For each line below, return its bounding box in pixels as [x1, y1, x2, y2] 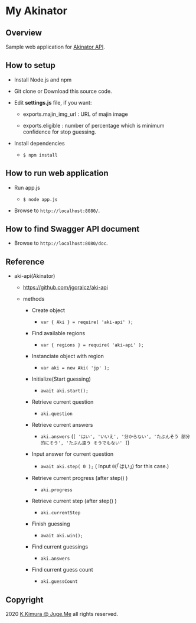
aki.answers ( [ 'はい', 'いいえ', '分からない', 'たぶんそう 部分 [40, 433, 190, 440]
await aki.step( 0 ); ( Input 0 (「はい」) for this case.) [40, 463, 169, 470]
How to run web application [5, 168, 109, 179]
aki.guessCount [40, 579, 78, 585]
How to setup [5, 60, 55, 70]
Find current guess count [31, 566, 93, 573]
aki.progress [40, 487, 73, 493]
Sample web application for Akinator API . [5, 43, 106, 50]
